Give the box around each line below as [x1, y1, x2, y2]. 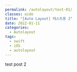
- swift [9, 39, 25, 44]
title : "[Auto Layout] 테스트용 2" [5, 16, 73, 21]
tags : [5, 35, 16, 39]
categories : [5, 25, 29, 30]
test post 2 [5, 61, 27, 67]
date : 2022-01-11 [5, 20, 40, 26]
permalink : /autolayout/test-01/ [5, 7, 73, 12]
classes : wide [5, 12, 34, 17]
